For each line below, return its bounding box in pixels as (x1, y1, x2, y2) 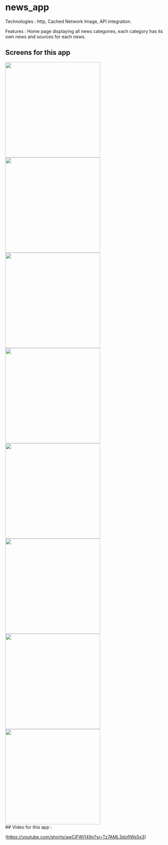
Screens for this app (5, 48, 71, 57)
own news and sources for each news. (5, 34, 86, 40)
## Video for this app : (5, 824, 52, 830)
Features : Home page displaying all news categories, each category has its (5, 28, 163, 34)
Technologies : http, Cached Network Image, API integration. (5, 18, 132, 24)
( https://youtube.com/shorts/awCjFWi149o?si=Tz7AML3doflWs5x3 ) (5, 834, 146, 840)
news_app (5, 2, 50, 13)
